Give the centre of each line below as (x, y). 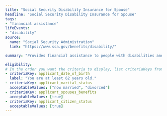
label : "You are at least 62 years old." (53, 78)
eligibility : (19, 64)
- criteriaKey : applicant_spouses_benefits (51, 92)
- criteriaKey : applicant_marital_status (49, 83)
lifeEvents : (17, 28)
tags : (11, 19)
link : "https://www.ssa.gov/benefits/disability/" (63, 47)
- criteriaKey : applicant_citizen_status (49, 101)
